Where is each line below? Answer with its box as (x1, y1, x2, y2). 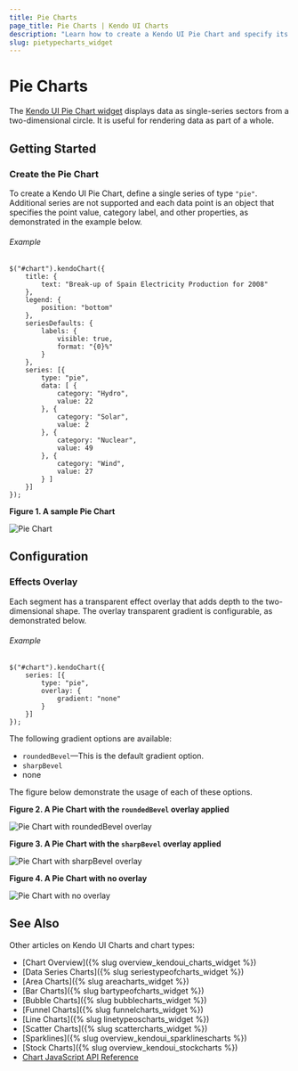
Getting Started (9, 141, 97, 156)
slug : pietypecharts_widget (9, 37, 114, 47)
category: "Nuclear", (56, 436, 138, 446)
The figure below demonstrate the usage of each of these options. (9, 786, 254, 797)
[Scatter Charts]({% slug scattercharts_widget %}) (21, 1023, 208, 1034)
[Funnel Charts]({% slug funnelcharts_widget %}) (21, 1004, 205, 1015)
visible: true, (56, 335, 114, 344)
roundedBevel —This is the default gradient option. (21, 750, 205, 761)
